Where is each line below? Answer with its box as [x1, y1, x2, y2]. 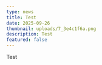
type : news [6, 8, 34, 15]
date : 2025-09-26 [6, 20, 50, 26]
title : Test [6, 14, 36, 20]
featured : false [6, 37, 47, 43]
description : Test [6, 31, 53, 37]
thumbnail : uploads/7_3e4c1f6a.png [6, 25, 97, 32]
